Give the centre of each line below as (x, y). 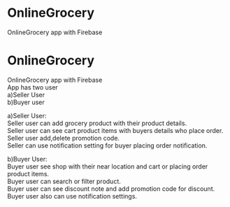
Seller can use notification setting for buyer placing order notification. (107, 145)
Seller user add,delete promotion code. (64, 138)
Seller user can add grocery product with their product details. (97, 123)
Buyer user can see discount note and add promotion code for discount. (111, 188)
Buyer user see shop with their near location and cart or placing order (108, 166)
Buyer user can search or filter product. (64, 181)
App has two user (33, 87)
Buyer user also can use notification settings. (72, 196)
